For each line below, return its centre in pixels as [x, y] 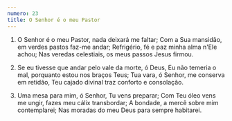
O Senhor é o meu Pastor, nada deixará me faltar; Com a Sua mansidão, [119, 39]
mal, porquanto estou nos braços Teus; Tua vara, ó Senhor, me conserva [121, 75]
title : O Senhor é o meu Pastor [54, 20]
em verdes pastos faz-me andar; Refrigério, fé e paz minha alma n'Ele [117, 47]
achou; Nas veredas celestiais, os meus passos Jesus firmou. [105, 54]
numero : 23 [23, 13]
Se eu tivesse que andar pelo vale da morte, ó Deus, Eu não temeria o [117, 67]
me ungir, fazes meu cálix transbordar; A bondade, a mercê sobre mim [118, 102]
